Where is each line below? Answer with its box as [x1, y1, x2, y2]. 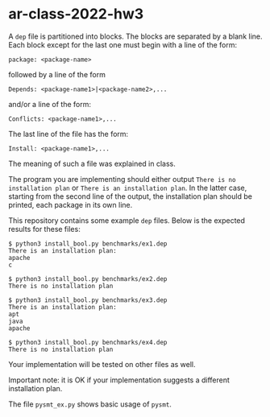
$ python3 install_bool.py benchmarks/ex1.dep [8, 239, 168, 248]
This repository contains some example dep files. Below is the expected [8, 215, 246, 225]
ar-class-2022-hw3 [8, 5, 144, 23]
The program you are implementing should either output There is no [8, 174, 236, 184]
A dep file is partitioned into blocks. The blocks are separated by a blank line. [8, 31, 264, 41]
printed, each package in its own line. [8, 200, 133, 209]
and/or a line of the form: [8, 99, 91, 109]
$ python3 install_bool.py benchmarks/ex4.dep [8, 338, 168, 346]
